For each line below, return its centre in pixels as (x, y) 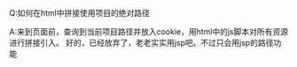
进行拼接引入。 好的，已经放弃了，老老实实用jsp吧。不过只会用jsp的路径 (141, 43)
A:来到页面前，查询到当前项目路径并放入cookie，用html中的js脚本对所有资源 (149, 32)
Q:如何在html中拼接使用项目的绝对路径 (80, 13)
